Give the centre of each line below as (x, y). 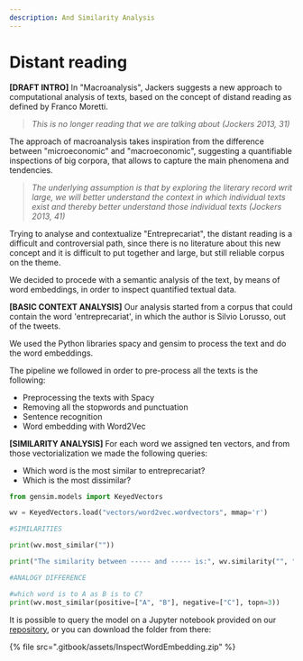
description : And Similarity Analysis (82, 18)
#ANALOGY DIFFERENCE (48, 577)
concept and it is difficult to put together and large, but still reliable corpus (147, 252)
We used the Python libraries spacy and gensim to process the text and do (148, 343)
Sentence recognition (62, 416)
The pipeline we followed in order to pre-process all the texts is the (134, 370)
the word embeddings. (51, 353)
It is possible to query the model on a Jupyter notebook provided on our (143, 620)
